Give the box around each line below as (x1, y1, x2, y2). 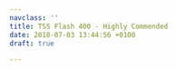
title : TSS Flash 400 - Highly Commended (9, 22, 169, 31)
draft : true (9, 38, 54, 48)
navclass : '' (9, 13, 59, 23)
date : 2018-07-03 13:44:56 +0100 (9, 30, 136, 39)
